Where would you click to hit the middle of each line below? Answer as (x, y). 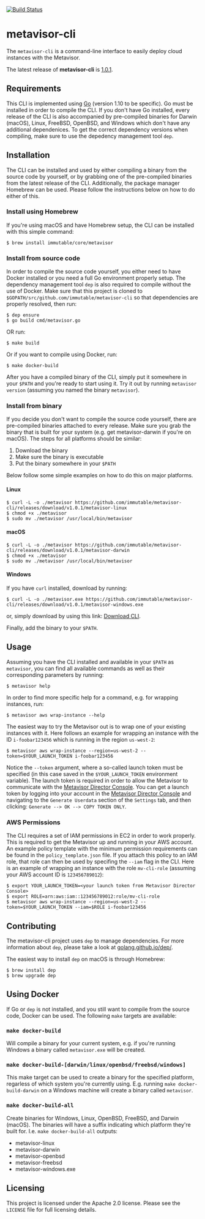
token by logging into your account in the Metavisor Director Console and (99, 793)
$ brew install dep (31, 970)
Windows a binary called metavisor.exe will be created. (76, 1050)
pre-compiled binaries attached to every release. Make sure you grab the (99, 426)
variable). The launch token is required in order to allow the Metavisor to (97, 780)
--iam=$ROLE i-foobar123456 (110, 908)
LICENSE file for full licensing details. (51, 1209)
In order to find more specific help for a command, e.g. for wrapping (92, 697)
